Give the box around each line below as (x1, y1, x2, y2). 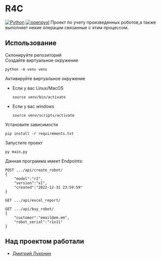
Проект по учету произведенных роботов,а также (50, 19, 157, 25)
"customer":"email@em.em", (14, 215, 70, 220)
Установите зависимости (5, 122, 58, 128)
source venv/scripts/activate (12, 113, 75, 118)
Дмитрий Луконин (12, 250, 51, 256)
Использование (5, 39, 57, 47)
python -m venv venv (5, 67, 48, 72)
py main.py (5, 149, 28, 154)
